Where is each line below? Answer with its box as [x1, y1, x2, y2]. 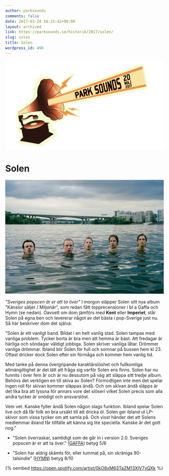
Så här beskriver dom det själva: [5, 320, 72, 326]
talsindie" [12, 455, 33, 461]
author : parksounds [5, 8, 46, 13]
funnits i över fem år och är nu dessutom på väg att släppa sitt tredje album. [5, 372, 162, 378]
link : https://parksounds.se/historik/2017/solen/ [5, 29, 114, 35]
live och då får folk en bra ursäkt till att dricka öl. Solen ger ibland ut [5, 409, 145, 415]
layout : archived [5, 24, 42, 29]
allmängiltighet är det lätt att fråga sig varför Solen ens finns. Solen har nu [5, 367, 158, 373]
